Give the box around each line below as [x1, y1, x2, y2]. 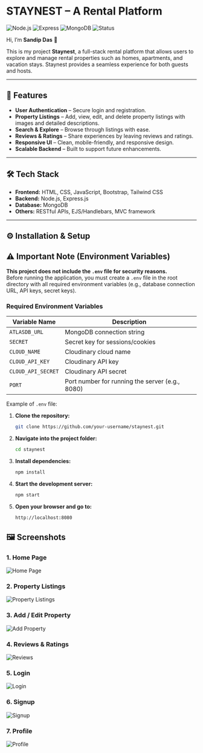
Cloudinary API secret [64, 367, 127, 376]
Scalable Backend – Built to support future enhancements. [14, 145, 161, 152]
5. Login [6, 669, 30, 677]
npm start [14, 492, 40, 498]
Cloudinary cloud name [64, 347, 131, 356]
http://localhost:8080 [14, 514, 72, 521]
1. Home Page [6, 553, 47, 561]
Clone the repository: [14, 412, 70, 420]
